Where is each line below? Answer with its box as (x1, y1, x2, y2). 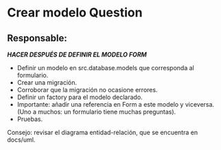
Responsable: (7, 32, 67, 44)
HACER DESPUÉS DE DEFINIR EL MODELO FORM (7, 50, 148, 58)
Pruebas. (16, 115, 43, 123)
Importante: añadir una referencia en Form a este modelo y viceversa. (16, 100, 215, 108)
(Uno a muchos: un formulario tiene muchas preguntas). (16, 108, 176, 116)
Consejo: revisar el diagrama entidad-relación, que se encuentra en (7, 129, 198, 136)
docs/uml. (7, 136, 36, 144)
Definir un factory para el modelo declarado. (16, 93, 143, 101)
